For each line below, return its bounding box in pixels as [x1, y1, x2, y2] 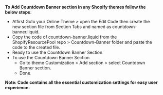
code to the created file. [12, 45, 61, 50]
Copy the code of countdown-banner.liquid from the [12, 34, 117, 40]
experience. [5, 85, 30, 90]
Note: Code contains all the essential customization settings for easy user [5, 79, 158, 85]
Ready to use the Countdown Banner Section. [12, 49, 104, 55]
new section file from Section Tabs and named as [12, 24, 111, 30]
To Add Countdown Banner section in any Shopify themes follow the [5, 4, 146, 10]
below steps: [5, 9, 32, 15]
